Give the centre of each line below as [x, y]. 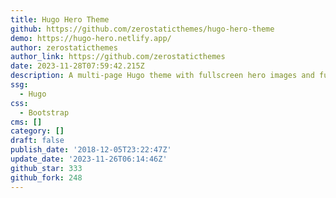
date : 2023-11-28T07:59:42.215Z [77, 66]
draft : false [37, 141]
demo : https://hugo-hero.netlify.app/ [91, 38]
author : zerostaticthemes [64, 47]
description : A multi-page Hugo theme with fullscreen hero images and [162, 76]
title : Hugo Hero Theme [60, 19]
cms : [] [26, 122]
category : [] [37, 131]
